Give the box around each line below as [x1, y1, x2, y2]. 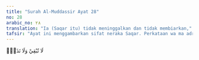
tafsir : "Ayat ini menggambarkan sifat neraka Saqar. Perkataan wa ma [6, 31, 184, 37]
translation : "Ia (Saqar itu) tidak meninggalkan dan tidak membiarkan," [6, 25, 192, 31]
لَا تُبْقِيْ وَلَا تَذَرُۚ [6, 47, 44, 54]
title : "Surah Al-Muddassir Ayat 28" [6, 8, 99, 15]
